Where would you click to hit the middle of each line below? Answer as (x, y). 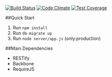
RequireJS (23, 69)
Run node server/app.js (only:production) (57, 39)
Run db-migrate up (32, 33)
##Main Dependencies (29, 48)
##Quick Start (20, 18)
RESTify (21, 58)
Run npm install (30, 28)
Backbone (23, 63)
